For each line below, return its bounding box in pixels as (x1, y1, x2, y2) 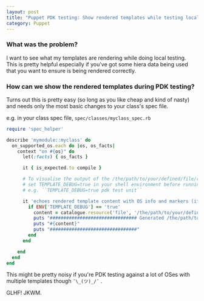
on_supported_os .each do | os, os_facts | (12, 142, 115, 149)
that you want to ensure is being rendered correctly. (6, 67, 137, 74)
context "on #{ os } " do (17, 148, 75, 154)
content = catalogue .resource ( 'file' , (33, 209, 132, 216)
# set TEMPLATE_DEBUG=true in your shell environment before (22, 182, 181, 188)
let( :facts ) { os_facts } (22, 154, 88, 160)
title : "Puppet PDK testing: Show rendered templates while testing (6, 15, 183, 21)
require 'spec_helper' (6, 126, 64, 132)
